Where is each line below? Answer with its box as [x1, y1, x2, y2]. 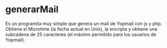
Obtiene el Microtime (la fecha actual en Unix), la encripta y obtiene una [5, 26, 158, 32]
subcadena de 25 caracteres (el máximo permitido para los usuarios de [5, 31, 157, 37]
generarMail [5, 4, 59, 15]
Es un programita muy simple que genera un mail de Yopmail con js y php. [5, 20, 162, 27]
